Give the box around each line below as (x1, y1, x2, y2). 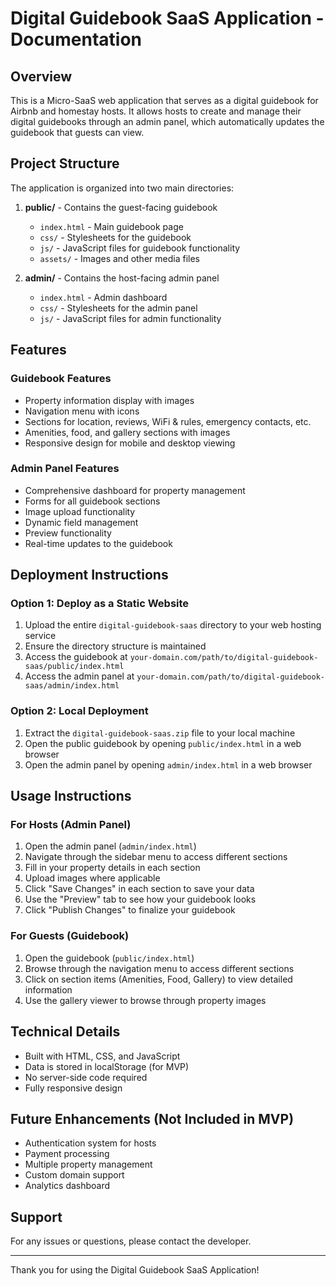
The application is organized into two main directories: (10, 182, 235, 194)
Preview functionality (24, 527, 112, 539)
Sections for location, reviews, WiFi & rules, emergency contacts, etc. (24, 415, 312, 427)
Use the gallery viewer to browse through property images (24, 994, 267, 1006)
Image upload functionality (24, 505, 136, 517)
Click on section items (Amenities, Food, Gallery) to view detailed (24, 973, 293, 985)
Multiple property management (24, 1158, 153, 1171)
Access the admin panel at (24, 670, 135, 682)
